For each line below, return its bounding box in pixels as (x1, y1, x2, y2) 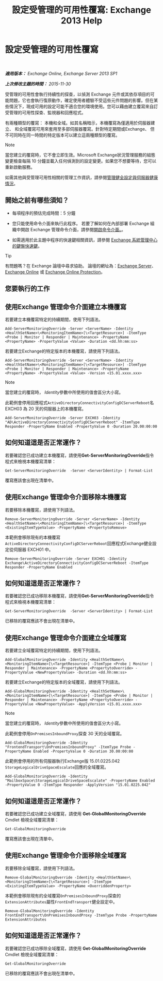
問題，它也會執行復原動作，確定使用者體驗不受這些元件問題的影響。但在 (9, 97, 154, 103)
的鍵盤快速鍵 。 (12, 243, 42, 249)
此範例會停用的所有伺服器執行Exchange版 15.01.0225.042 (5, 758, 120, 764)
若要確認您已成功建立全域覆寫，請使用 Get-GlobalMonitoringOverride (5, 811, 147, 817)
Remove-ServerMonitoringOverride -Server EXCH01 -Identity (5, 556, 127, 561)
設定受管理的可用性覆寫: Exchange (12, 4, 151, 16)
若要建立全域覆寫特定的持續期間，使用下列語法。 (5, 647, 103, 653)
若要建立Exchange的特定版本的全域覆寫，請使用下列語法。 (5, 679, 123, 685)
